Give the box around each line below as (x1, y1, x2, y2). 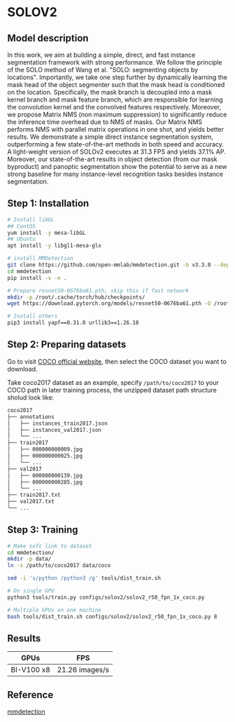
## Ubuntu (7, 236, 36, 243)
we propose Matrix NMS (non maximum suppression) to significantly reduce (7, 110, 227, 118)
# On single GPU (7, 587, 55, 594)
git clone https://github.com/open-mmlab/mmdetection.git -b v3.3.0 (7, 261, 211, 268)
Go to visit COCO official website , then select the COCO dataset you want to (7, 357, 227, 365)
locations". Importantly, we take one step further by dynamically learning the (7, 73, 227, 81)
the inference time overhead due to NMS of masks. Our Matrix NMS (7, 118, 203, 126)
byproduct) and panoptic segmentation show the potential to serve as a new (7, 163, 227, 170)
